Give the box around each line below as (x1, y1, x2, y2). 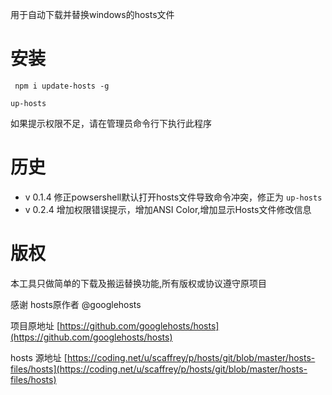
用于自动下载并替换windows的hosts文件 (10, 9, 175, 20)
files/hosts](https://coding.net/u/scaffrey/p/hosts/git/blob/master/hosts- (10, 363, 308, 375)
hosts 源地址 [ (10, 351, 68, 363)
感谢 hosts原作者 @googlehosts (10, 298, 142, 310)
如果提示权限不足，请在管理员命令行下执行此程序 (10, 117, 212, 129)
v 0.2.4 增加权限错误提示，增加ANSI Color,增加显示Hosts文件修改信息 (24, 203, 312, 215)
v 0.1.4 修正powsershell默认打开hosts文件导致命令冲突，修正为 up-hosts (24, 191, 323, 203)
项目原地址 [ (10, 319, 61, 332)
